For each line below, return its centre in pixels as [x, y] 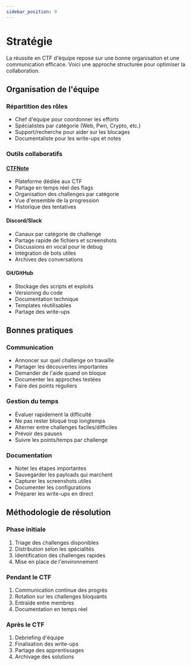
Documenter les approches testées [58, 380]
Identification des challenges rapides [60, 555]
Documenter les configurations [53, 487]
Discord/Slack [24, 220]
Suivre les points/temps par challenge [61, 439]
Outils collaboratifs [34, 154]
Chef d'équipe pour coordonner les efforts [67, 120]
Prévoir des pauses [38, 433]
